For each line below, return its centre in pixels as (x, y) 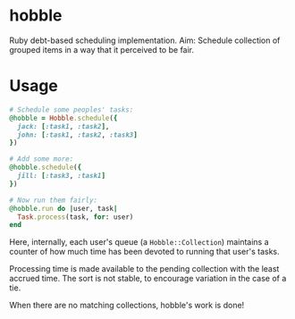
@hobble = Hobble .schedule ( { (63, 118)
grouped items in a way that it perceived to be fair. (102, 49)
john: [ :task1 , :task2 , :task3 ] (78, 135)
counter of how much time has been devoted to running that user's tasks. (144, 252)
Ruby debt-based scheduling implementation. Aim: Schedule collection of (145, 40)
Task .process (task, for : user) (76, 217)
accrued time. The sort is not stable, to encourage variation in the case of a (148, 279)
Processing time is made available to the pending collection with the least (144, 269)
